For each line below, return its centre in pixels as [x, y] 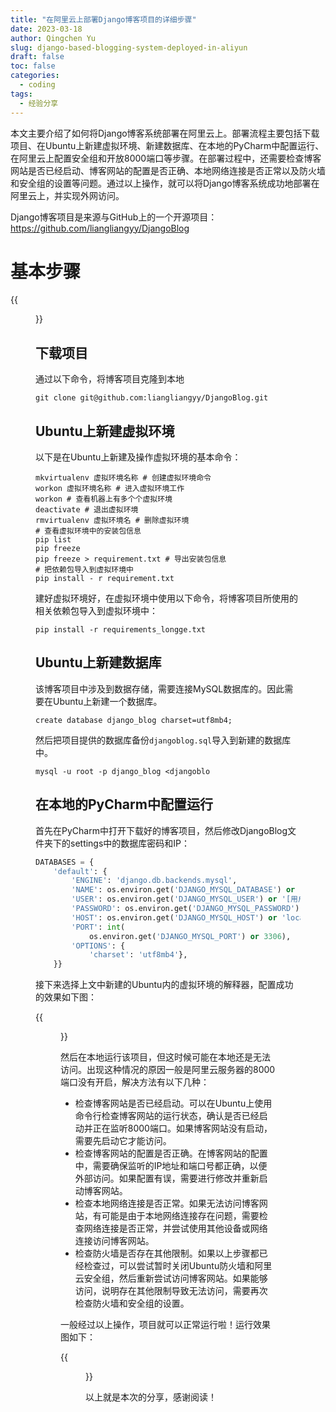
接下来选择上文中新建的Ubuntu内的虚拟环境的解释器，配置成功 [164, 985]
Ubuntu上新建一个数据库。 [107, 701]
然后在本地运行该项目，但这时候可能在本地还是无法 [165, 1057]
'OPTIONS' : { [98, 946]
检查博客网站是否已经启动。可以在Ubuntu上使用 [173, 1103]
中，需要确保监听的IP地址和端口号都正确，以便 [171, 1166]
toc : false [33, 66]
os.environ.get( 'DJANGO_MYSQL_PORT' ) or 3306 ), [190, 936]
